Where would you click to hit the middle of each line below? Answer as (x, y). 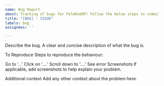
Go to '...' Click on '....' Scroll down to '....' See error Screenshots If (71, 64)
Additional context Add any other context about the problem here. (71, 79)
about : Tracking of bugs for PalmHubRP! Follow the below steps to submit (83, 14)
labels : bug (17, 23)
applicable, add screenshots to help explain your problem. (63, 69)
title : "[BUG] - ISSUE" (29, 18)
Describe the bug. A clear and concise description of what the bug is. (75, 45)
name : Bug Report (23, 9)
